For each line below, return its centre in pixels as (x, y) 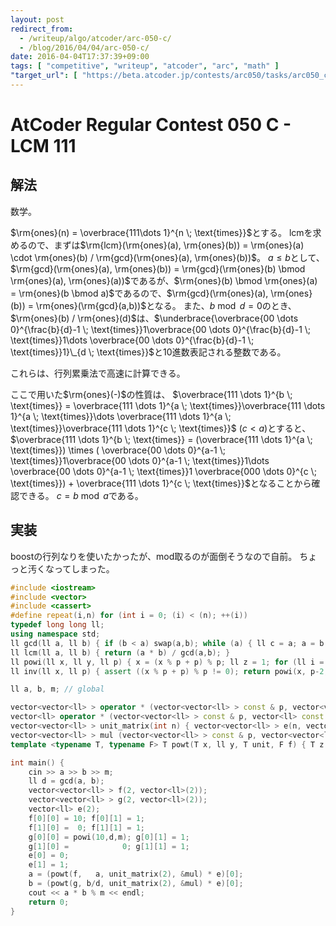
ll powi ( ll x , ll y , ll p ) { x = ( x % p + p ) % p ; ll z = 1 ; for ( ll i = (167, 662)
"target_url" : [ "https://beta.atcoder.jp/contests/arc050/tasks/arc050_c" (171, 76)
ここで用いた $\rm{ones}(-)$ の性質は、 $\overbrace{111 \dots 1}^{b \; (151, 394)
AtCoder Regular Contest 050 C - (151, 125)
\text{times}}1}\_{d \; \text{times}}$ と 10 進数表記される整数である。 (148, 352)
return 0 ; (49, 902)
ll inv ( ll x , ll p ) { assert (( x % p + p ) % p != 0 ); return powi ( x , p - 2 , (169, 671)
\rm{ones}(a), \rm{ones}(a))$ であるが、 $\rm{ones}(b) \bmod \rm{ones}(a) (164, 280)
